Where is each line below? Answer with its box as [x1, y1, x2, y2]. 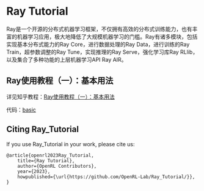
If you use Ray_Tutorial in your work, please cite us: [6, 140, 135, 148]
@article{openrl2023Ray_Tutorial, [6, 152, 95, 159]
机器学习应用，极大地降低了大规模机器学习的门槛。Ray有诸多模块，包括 [16, 32, 198, 40]
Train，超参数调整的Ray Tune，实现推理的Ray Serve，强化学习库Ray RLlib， [6, 48, 199, 56]
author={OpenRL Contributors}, [17, 163, 97, 169]
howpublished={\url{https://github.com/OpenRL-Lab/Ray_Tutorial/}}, [17, 173, 195, 180]
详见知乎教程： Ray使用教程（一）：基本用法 [6, 93, 115, 100]
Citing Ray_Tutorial [6, 124, 79, 135]
